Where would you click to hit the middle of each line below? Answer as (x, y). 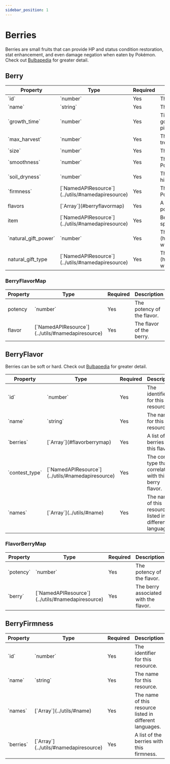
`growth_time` (24, 121)
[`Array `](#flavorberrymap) (79, 442)
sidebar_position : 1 (27, 10)
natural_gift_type (28, 260)
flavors (16, 206)
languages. (148, 726)
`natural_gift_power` (32, 238)
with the (145, 599)
